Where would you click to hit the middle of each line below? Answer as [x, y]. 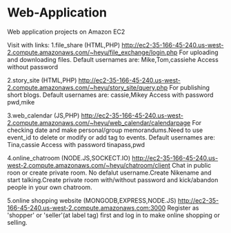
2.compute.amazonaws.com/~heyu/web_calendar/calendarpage [99, 122]
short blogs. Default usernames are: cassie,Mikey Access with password [110, 95]
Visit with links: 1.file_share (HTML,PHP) [64, 45]
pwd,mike [21, 102]
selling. [17, 222]
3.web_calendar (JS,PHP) [43, 115]
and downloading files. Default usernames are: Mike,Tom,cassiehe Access [113, 59]
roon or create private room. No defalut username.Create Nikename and [109, 173]
